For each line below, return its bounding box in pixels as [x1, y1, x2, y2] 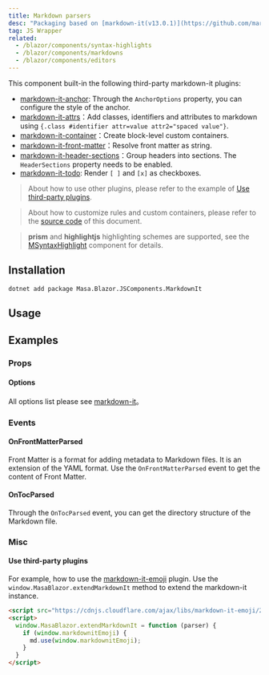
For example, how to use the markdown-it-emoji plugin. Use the [8, 574, 219, 584]
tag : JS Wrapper [8, 26, 62, 34]
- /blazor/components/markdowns [15, 49, 124, 57]
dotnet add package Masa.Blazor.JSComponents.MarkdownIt [8, 285, 203, 293]
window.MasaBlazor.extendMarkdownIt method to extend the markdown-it [8, 583, 247, 592]
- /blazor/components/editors [15, 57, 116, 65]
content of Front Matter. [8, 471, 86, 481]
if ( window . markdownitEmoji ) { [22, 629, 127, 637]
